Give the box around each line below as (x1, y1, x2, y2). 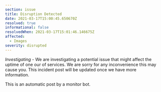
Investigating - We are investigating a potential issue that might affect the (5, 56, 152, 62)
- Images (9, 39, 27, 44)
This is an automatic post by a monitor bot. (5, 81, 91, 87)
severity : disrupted (5, 43, 47, 48)
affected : (5, 34, 25, 39)
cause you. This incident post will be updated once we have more (5, 66, 137, 73)
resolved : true (5, 20, 36, 26)
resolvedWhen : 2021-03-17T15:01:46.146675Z (5, 30, 95, 34)
